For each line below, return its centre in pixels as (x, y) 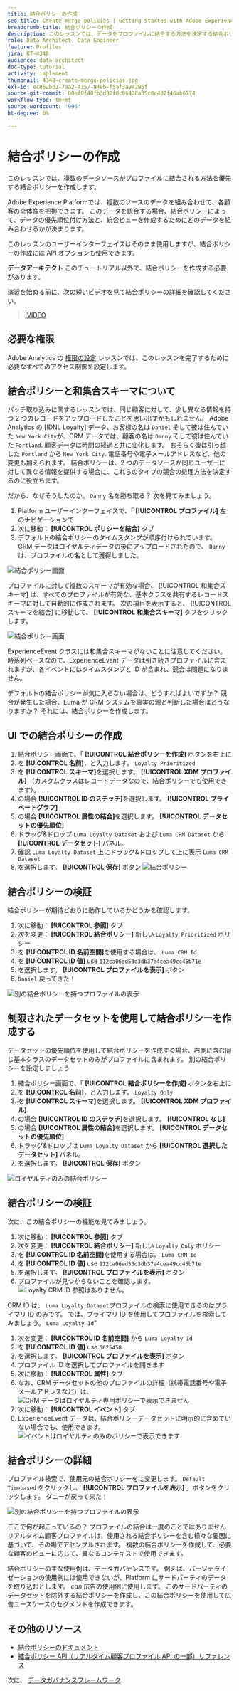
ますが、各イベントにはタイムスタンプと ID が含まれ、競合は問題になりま (121, 669)
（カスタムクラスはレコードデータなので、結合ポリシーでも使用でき (128, 781)
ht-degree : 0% (28, 113)
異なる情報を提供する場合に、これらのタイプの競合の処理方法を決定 (126, 472)
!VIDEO (35, 315)
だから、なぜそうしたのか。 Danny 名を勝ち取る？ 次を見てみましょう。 (111, 496)
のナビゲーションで (46, 520)
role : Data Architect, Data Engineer (63, 41)
